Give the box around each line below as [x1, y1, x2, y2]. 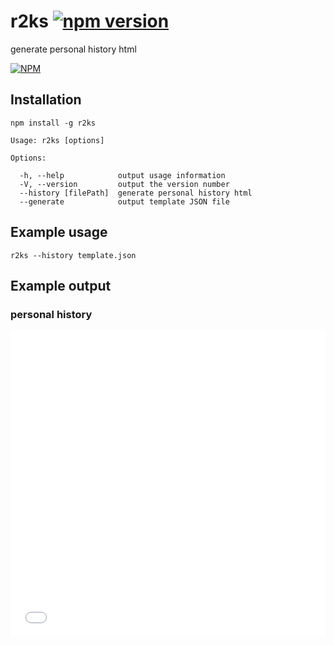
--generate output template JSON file [19, 196, 230, 207]
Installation [10, 91, 82, 109]
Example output [10, 277, 112, 294]
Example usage [10, 224, 108, 241]
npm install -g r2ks [10, 118, 97, 128]
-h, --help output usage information [19, 170, 226, 180]
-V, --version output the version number [19, 179, 230, 189]
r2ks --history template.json [10, 250, 137, 260]
